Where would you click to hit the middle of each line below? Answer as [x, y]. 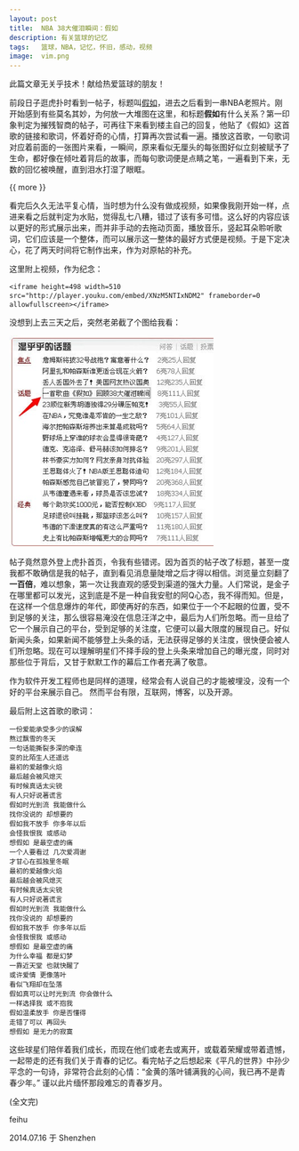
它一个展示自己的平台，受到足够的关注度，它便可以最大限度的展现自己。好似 [149, 629]
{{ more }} [28, 188]
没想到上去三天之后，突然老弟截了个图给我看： [95, 322]
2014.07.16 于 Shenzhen [53, 1138]
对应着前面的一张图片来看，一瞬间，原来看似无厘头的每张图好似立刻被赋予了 [149, 148]
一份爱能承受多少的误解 [46, 729]
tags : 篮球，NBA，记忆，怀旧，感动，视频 [81, 47]
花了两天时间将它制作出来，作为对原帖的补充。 [110, 250]
